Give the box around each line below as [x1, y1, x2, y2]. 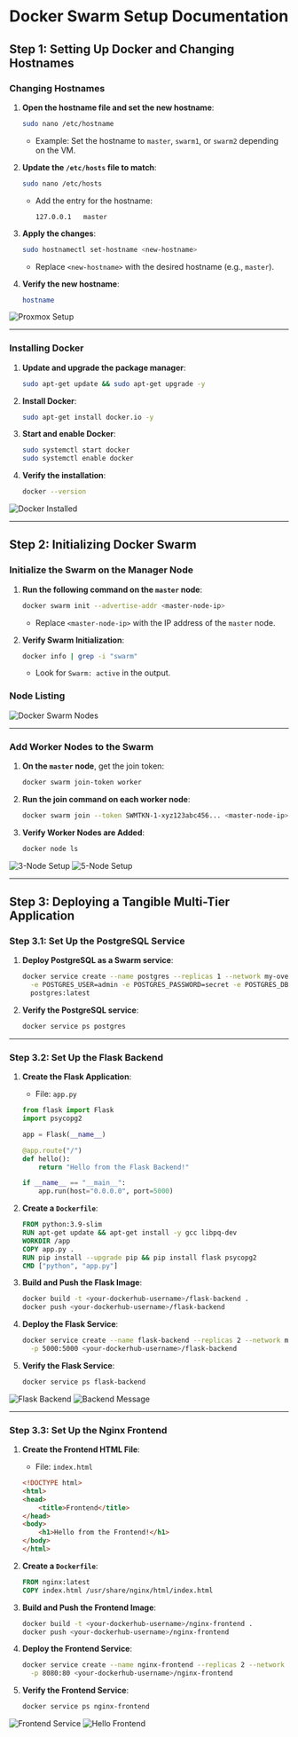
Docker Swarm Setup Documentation [9, 6, 289, 27]
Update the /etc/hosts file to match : [21, 162, 157, 172]
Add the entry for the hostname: [35, 195, 153, 206]
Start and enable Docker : [21, 429, 116, 439]
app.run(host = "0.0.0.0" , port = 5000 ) [38, 1187, 174, 1196]
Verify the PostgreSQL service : [21, 1005, 139, 1015]
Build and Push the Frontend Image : [21, 1602, 157, 1613]
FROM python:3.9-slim [21, 1220, 102, 1229]
